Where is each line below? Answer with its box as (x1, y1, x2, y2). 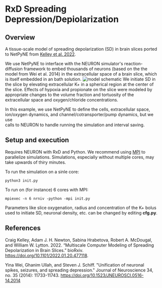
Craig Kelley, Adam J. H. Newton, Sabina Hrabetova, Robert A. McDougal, (5, 237, 152, 243)
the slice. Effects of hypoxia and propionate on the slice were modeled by (5, 87, 152, 92)
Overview (5, 33, 36, 41)
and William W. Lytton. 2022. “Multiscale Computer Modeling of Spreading (5, 242, 154, 248)
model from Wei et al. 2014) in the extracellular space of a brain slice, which (5, 71, 157, 77)
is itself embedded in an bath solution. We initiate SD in (5, 77, 156, 82)
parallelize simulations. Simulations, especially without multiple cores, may (5, 154, 154, 160)
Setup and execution (5, 136, 69, 144)
